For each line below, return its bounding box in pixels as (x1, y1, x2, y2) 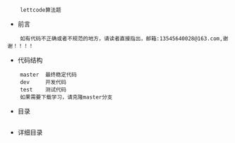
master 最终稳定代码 (20, 71, 78, 78)
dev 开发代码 (20, 79, 67, 86)
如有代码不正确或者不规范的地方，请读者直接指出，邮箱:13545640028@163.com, (20, 35, 224, 42)
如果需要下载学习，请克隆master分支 (20, 94, 113, 101)
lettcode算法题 (20, 6, 61, 13)
